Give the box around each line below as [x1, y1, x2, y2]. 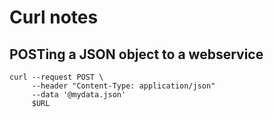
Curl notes [9, 6, 99, 29]
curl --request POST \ [9, 72, 104, 82]
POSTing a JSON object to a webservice [9, 46, 264, 63]
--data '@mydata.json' [31, 90, 127, 100]
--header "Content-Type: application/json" [31, 81, 216, 91]
